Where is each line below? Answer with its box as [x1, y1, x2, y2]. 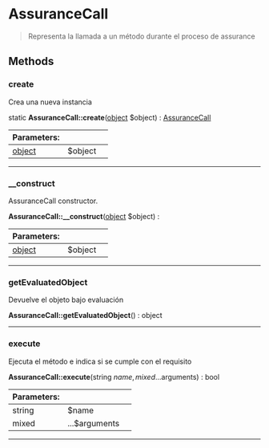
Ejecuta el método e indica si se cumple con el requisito [8, 356, 192, 366]
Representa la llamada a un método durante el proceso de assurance [27, 31, 255, 41]
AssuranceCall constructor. [8, 196, 98, 206]
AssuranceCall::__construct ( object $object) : [8, 211, 160, 221]
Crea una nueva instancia [8, 97, 92, 107]
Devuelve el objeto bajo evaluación [8, 295, 124, 305]
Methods [8, 55, 54, 68]
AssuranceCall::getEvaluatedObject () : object [8, 311, 163, 320]
